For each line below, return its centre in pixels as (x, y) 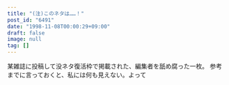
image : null (24, 39)
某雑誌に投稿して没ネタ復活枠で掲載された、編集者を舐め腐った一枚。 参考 (115, 66)
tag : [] (18, 46)
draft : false (26, 33)
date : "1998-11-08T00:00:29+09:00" (59, 26)
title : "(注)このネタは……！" (46, 13)
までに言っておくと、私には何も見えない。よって (77, 75)
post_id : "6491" (31, 20)
